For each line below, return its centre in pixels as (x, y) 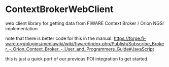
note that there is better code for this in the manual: (59, 38)
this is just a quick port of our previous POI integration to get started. (77, 58)
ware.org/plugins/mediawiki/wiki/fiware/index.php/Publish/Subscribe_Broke (85, 43)
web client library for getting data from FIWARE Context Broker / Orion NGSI (84, 23)
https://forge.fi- (130, 38)
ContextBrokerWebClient (59, 9)
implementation (22, 28)
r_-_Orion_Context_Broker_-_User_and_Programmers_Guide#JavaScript (80, 49)
